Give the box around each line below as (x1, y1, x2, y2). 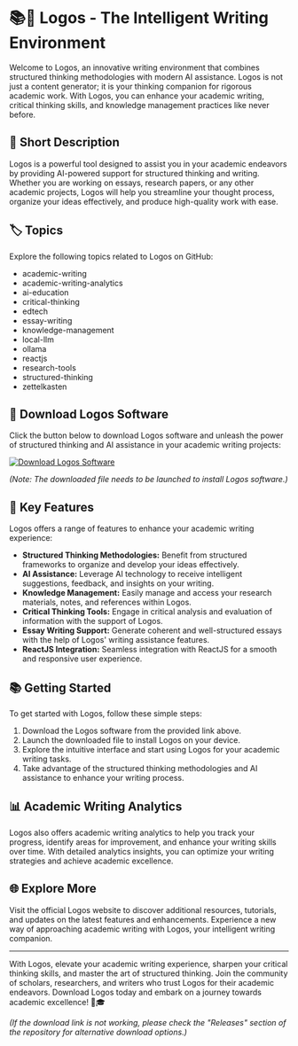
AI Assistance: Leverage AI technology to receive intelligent (21, 569, 243, 580)
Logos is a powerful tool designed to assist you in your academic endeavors (9, 158, 287, 169)
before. (9, 109, 36, 120)
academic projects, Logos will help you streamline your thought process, (9, 186, 275, 197)
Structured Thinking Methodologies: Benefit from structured (21, 550, 247, 560)
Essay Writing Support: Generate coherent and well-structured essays (21, 625, 282, 636)
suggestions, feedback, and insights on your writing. (21, 578, 215, 589)
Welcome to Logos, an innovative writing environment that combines (9, 62, 260, 73)
